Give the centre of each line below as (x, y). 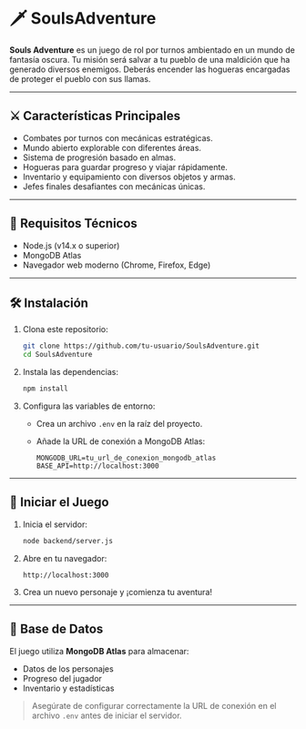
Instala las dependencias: (70, 372)
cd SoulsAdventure (57, 355)
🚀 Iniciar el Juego (59, 502)
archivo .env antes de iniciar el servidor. (107, 715)
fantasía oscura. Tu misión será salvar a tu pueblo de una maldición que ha (150, 59)
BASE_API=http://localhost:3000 (97, 466)
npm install (45, 389)
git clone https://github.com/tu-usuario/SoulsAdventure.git (141, 346)
